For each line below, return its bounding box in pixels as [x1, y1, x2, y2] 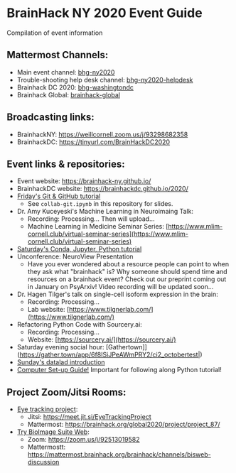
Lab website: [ [27, 305, 70, 314]
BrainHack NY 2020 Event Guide [6, 5, 203, 21]
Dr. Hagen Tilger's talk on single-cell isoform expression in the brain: [16, 290, 218, 299]
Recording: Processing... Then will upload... [27, 214, 155, 223]
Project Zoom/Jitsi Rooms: [6, 386, 127, 398]
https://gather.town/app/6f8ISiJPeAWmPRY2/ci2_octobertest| [19, 350, 200, 359]
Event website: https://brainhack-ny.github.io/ [16, 177, 151, 185]
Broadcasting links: [6, 112, 95, 124]
